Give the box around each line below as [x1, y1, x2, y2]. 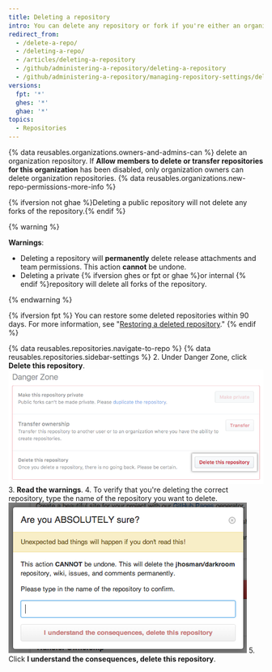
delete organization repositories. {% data [8, 173, 146, 182]
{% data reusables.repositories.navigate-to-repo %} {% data [8, 344, 211, 353]
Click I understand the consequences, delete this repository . [8, 653, 216, 664]
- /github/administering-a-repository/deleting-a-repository [15, 65, 227, 73]
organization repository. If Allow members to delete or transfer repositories [8, 156, 264, 165]
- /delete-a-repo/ [15, 39, 79, 47]
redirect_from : [8, 30, 60, 38]
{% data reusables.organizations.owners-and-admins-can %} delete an [8, 148, 248, 157]
